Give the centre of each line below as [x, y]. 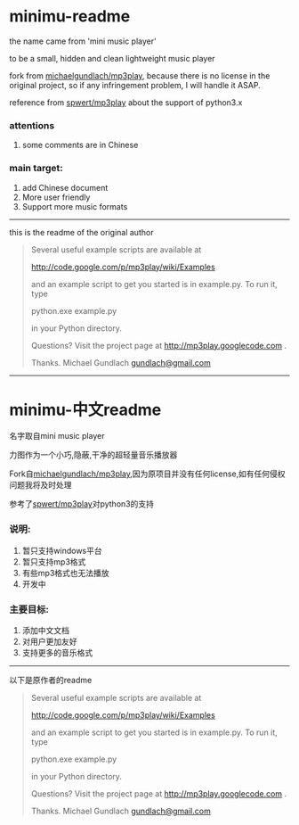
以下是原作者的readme [51, 681]
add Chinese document [65, 187]
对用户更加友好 [49, 642]
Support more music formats [75, 206]
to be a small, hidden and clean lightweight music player [112, 58]
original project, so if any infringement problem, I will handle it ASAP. [135, 85]
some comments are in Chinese [80, 145]
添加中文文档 [45, 631]
